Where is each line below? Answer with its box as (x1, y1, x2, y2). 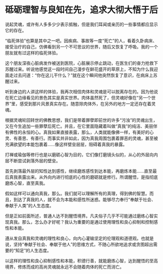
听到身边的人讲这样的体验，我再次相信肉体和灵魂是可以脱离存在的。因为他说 (5, 88, 158, 95)
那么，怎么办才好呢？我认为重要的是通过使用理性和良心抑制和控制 (21, 219, 154, 225)
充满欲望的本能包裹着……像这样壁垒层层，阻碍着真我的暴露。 (5, 141, 128, 147)
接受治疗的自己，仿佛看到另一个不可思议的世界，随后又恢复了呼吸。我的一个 (5, 44, 158, 49)
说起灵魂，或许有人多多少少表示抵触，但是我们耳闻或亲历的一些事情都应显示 (5, 21, 158, 27)
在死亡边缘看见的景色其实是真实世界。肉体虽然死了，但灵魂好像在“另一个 (5, 95, 152, 100)
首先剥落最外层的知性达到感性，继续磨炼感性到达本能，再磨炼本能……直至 (5, 168, 153, 174)
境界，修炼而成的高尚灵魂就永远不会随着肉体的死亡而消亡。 (5, 264, 124, 270)
